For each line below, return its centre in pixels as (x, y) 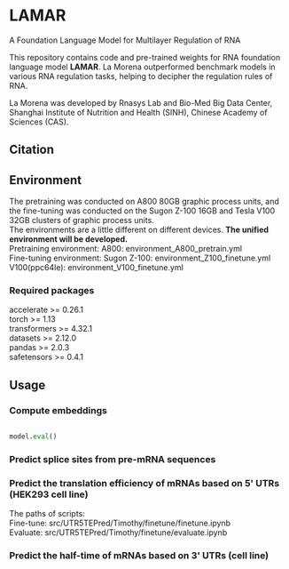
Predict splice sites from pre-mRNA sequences (113, 459)
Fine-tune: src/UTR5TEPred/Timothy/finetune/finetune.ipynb (120, 523)
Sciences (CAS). (39, 122)
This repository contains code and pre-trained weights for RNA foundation (145, 57)
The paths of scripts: (47, 514)
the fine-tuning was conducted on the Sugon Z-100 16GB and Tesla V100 (142, 211)
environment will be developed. (69, 239)
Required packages (52, 291)
